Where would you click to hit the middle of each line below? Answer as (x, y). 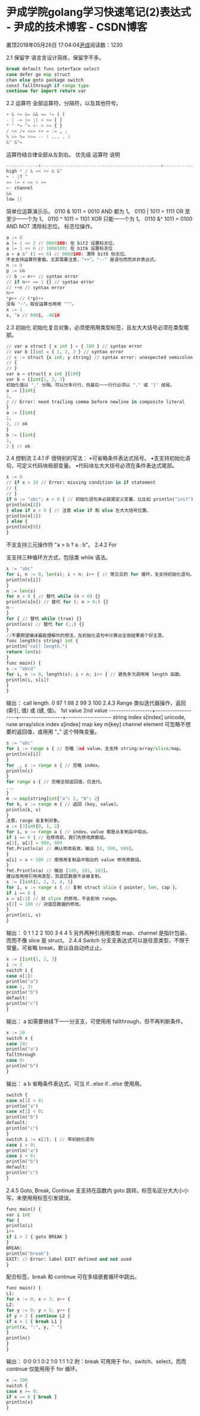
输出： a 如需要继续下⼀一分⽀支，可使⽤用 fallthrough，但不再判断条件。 (96, 1021)
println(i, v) (24, 915)
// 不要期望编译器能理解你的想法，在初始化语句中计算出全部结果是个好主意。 (86, 635)
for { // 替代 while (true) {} (44, 619)
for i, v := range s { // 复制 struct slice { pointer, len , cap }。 (93, 887)
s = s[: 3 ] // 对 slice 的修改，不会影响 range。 (63, 899)
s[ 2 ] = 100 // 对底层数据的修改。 (45, 904)
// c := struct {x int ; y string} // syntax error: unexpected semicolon (100, 357)
